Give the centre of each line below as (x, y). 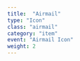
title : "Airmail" (34, 14)
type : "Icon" (26, 20)
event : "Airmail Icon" (40, 40)
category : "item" (33, 33)
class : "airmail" (33, 27)
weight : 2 (22, 46)
